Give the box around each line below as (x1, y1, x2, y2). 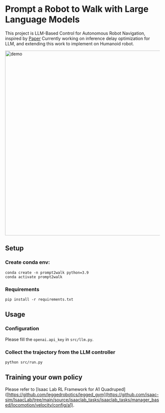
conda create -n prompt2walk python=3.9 (5, 270, 89, 275)
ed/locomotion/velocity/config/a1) (5, 402, 74, 408)
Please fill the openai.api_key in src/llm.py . (5, 336, 94, 342)
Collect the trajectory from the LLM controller (5, 348, 115, 355)
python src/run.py (5, 360, 43, 365)
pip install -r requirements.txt (5, 297, 74, 302)
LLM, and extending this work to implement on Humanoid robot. (5, 40, 134, 46)
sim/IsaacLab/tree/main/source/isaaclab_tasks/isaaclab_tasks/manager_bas (5, 397, 160, 403)
